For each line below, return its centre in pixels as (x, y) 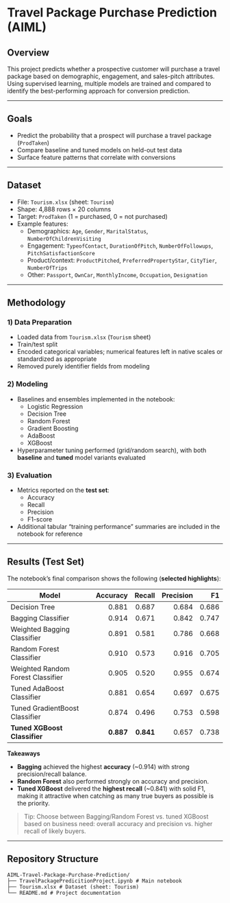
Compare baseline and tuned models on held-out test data (100, 150)
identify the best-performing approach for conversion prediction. (99, 91)
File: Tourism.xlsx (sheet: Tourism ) (65, 202)
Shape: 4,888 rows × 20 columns (64, 209)
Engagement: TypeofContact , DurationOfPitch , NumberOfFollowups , (120, 246)
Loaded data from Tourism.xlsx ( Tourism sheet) (84, 337)
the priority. (33, 803)
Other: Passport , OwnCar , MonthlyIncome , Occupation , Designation (117, 274)
